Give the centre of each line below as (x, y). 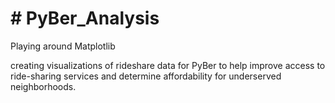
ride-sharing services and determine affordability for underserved (146, 76)
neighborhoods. (43, 86)
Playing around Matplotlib (63, 46)
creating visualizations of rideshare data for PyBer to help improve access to (168, 65)
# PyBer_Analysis (85, 18)
